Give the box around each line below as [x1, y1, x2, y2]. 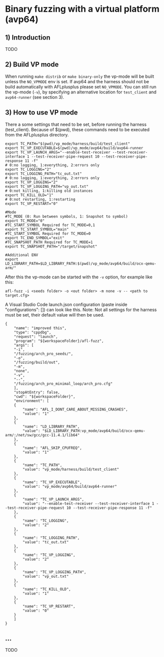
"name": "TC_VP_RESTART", [23, 604, 76, 609]
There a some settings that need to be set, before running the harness [5, 121, 147, 127]
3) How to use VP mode [5, 109, 78, 117]
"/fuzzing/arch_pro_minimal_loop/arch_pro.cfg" [14, 381, 113, 386]
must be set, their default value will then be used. [5, 312, 105, 317]
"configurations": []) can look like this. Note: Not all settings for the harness [5, 307, 157, 313]
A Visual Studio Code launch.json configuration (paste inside [5, 301, 128, 307]
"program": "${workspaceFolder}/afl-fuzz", [14, 339, 104, 343]
